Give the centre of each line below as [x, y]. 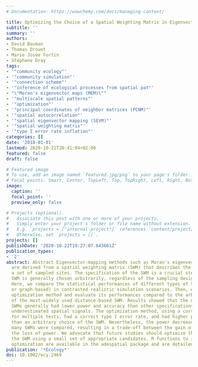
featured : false [26, 154]
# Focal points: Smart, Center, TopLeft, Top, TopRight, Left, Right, [95, 181]
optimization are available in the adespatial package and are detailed [103, 344]
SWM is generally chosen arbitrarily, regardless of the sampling [95, 279]
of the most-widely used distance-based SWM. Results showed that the [100, 301]
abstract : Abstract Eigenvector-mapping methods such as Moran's [88, 262]
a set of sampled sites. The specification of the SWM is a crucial [97, 273]
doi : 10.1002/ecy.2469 [34, 355]
